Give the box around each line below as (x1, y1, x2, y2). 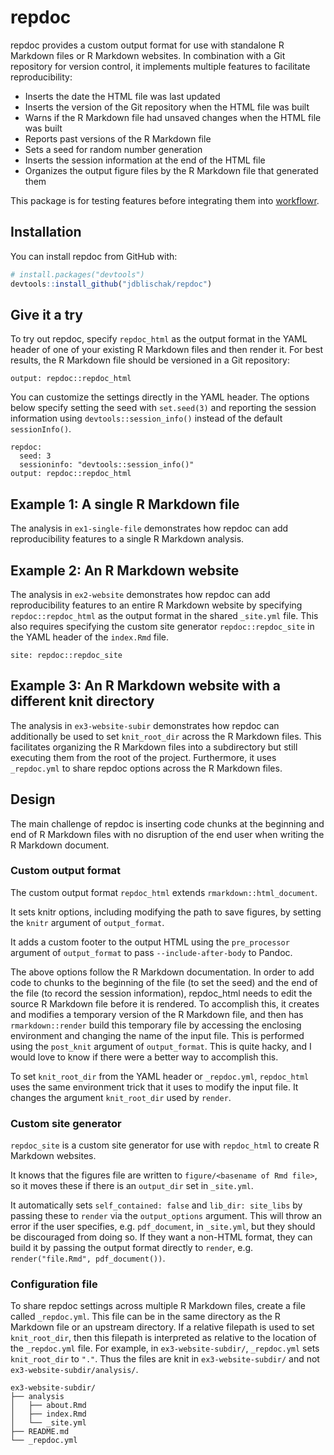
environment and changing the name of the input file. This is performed (10, 1029, 305, 1041)
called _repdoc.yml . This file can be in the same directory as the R (10, 1311, 281, 1323)
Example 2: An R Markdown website (10, 562, 240, 579)
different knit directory (10, 693, 155, 710)
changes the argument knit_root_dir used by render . (10, 1091, 232, 1103)
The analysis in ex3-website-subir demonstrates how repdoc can (10, 719, 280, 731)
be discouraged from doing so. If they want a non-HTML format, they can (10, 1231, 313, 1243)
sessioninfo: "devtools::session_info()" (19, 460, 195, 470)
